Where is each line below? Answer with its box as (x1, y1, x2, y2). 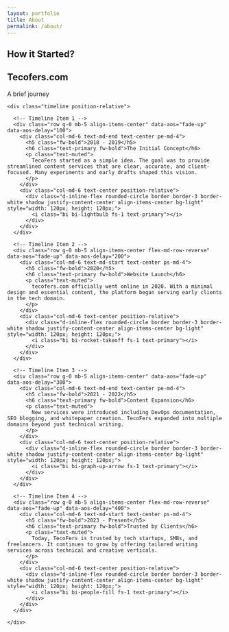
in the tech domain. (7, 295, 67, 302)
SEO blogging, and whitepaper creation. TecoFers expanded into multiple (7, 415, 223, 422)
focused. (7, 169, 32, 175)
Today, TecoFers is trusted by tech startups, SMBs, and (32, 535, 197, 542)
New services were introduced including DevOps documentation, (32, 409, 216, 415)
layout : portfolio (7, 10, 60, 17)
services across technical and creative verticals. (7, 546, 158, 554)
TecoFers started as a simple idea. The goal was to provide (32, 157, 210, 164)
